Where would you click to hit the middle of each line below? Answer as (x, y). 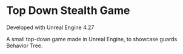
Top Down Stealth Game (68, 11)
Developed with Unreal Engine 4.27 (50, 27)
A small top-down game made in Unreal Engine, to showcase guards (92, 39)
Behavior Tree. (25, 46)
